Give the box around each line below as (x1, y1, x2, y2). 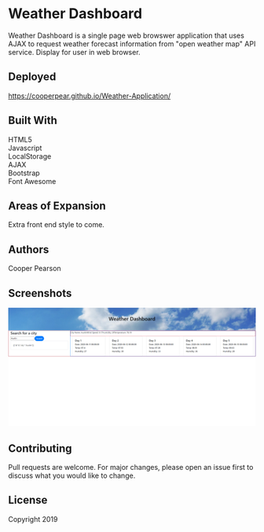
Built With (8, 114, 57, 127)
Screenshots (8, 286, 72, 299)
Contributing (8, 442, 72, 455)
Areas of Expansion (8, 199, 106, 212)
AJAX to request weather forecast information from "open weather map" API (8, 39, 256, 48)
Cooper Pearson (8, 264, 61, 273)
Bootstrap (8, 168, 41, 178)
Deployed (8, 70, 57, 83)
